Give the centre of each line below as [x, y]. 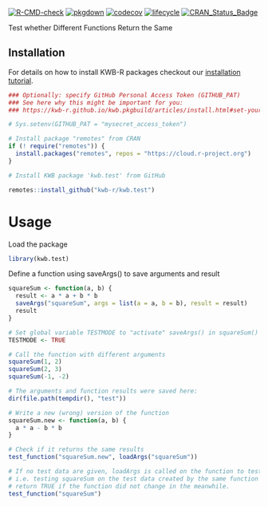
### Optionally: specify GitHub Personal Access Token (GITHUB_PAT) [124, 95]
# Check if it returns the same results [77, 450]
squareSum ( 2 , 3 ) [35, 370]
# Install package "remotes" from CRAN [75, 139]
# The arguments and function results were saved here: [103, 391]
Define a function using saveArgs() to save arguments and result [114, 274]
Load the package [38, 244]
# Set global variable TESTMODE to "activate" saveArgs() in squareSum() [134, 332]
